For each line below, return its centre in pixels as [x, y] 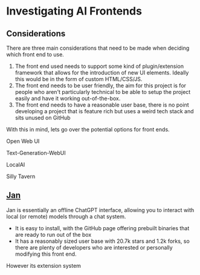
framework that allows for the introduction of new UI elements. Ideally [102, 73]
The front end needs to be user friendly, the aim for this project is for [100, 85]
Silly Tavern [21, 176]
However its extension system [44, 265]
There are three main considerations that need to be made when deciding [98, 48]
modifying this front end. [46, 254]
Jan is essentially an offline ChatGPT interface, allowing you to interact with [100, 210]
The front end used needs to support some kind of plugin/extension [99, 66]
